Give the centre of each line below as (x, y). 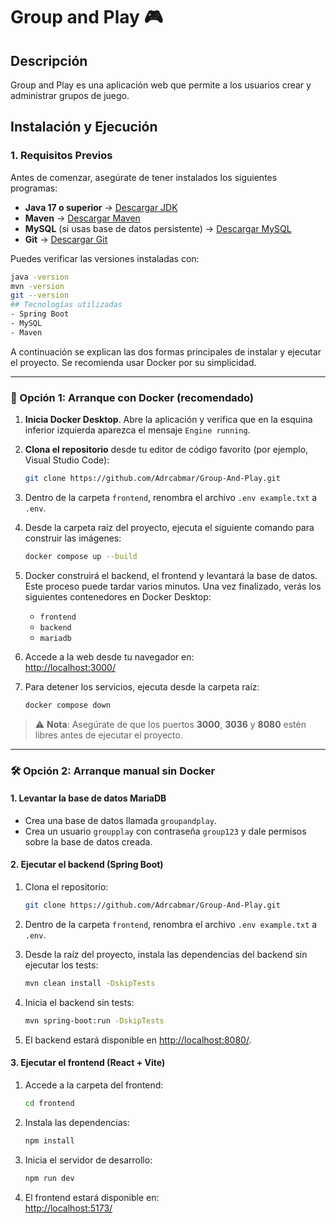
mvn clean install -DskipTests (90, 983)
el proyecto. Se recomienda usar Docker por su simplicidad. (133, 362)
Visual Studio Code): (67, 460)
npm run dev (49, 1178)
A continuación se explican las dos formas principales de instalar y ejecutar (166, 351)
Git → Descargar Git (66, 239)
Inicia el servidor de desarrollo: (88, 1160)
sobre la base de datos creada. (88, 841)
